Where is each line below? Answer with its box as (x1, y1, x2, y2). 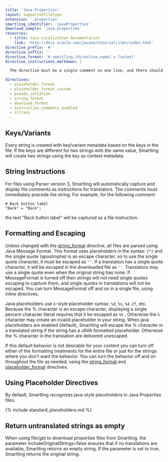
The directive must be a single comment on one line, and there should (10, 68, 163, 73)
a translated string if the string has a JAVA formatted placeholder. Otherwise (5, 327, 163, 333)
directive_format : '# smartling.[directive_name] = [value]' (5, 54, 136, 60)
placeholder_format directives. (5, 364, 69, 370)
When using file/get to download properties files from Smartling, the (5, 435, 147, 441)
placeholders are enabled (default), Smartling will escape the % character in (5, 322, 163, 328)
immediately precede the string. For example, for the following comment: (5, 191, 156, 197)
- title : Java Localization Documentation (10, 36, 100, 41)
